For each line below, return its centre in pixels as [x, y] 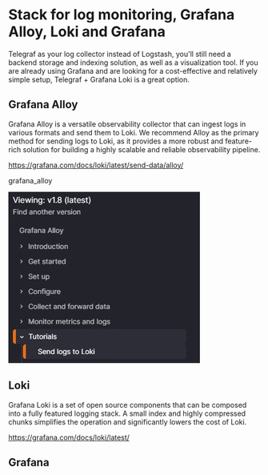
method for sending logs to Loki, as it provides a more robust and [116, 141]
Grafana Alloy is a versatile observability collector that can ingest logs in [127, 124]
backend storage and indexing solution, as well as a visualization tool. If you [133, 62]
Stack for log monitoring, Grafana [122, 15]
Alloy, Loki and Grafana [87, 32]
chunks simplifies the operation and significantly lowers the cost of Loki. [128, 421]
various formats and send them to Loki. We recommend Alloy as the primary [134, 132]
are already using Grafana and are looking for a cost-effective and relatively [133, 70]
